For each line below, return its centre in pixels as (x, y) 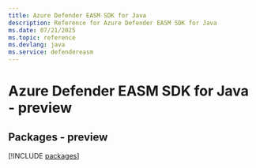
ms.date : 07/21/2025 (42, 30)
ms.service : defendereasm (51, 52)
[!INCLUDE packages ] (44, 156)
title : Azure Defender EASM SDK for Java (77, 15)
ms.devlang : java (37, 45)
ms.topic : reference (42, 37)
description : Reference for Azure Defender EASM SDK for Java (113, 23)
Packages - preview (58, 137)
